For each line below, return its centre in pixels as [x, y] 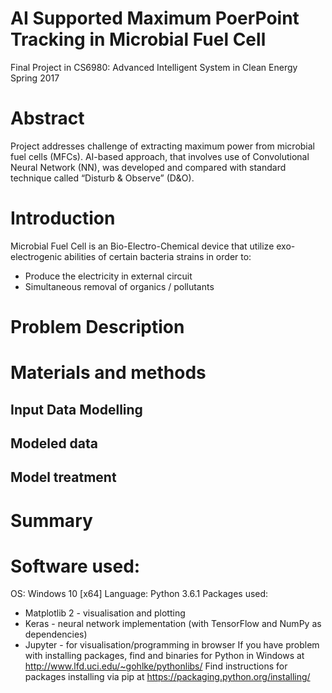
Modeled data [54, 443]
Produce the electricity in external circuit [108, 276]
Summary [51, 520]
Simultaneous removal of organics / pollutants [119, 286]
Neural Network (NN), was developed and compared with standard [148, 167]
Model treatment [63, 477]
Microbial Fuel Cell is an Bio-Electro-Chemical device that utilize [142, 246]
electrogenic [36, 256]
